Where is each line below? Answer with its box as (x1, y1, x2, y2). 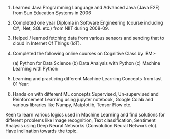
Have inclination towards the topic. (5, 128, 78, 134)
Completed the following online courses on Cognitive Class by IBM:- (12, 51, 156, 56)
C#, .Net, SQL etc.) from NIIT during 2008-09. (12, 25, 109, 31)
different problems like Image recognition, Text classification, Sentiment (5, 117, 156, 123)
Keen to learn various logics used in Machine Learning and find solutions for (5, 112, 165, 118)
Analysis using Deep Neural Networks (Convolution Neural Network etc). (5, 123, 158, 128)
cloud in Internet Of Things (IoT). (12, 40, 81, 47)
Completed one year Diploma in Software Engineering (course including (12, 20, 163, 26)
